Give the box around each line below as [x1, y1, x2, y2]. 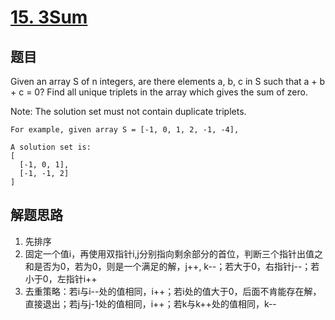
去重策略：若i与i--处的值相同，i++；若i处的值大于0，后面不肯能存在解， [24, 285, 322, 297]
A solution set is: [10, 142, 92, 152]
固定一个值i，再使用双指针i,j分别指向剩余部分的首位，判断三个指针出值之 [24, 247, 323, 260]
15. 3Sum [10, 6, 88, 29]
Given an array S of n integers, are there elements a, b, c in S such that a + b [10, 76, 326, 87]
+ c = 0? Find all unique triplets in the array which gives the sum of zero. [10, 86, 308, 98]
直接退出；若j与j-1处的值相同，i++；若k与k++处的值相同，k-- [24, 297, 277, 310]
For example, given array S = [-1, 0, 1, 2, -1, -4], [10, 125, 240, 135]
